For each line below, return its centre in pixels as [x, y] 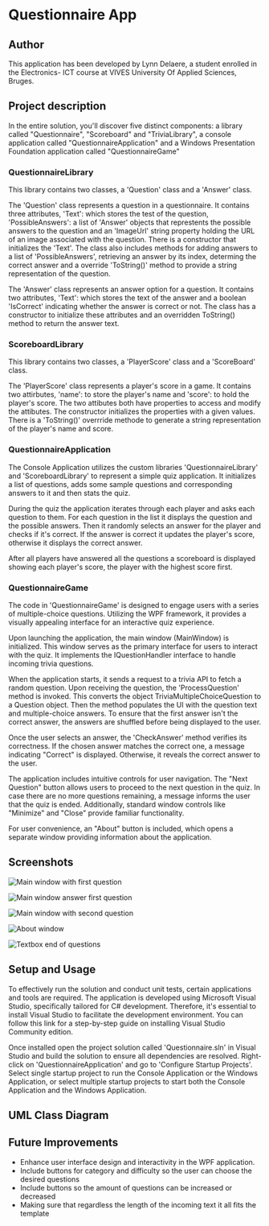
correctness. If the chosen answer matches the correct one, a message [126, 746]
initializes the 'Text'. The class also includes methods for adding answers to [133, 248]
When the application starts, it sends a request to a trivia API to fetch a [125, 679]
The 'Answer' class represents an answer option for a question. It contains [131, 289]
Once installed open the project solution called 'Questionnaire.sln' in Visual [132, 1047]
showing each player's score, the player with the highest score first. [120, 567]
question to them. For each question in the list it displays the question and [130, 517]
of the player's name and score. [61, 429]
